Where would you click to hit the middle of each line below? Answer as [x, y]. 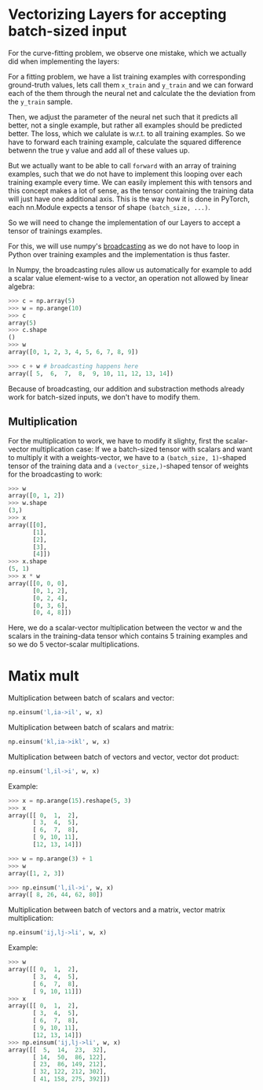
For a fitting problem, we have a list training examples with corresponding [127, 76]
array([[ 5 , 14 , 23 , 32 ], [58, 1050]
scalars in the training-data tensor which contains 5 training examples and [128, 636]
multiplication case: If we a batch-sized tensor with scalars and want [141, 449]
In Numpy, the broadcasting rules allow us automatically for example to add [130, 270]
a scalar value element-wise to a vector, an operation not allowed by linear [128, 278]
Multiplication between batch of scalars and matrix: [91, 727]
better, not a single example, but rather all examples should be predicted [125, 125]
